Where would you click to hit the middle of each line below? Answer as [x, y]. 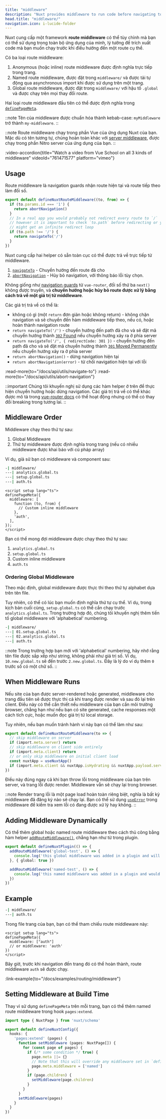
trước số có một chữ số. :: [31, 666]
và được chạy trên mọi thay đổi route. [50, 93]
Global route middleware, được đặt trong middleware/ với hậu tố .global [85, 88]
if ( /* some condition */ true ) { [62, 1052]
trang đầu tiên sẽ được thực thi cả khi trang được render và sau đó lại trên [80, 699]
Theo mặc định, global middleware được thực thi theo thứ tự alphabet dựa [80, 588]
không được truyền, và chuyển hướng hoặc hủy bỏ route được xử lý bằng [81, 290]
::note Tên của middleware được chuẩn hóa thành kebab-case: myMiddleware [83, 118]
